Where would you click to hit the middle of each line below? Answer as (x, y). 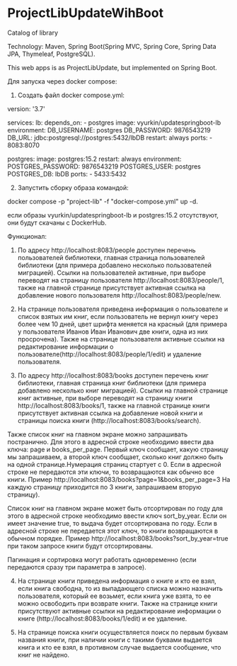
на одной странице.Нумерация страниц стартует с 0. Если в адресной (114, 464)
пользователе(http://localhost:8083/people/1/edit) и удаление (109, 354)
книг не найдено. (43, 655)
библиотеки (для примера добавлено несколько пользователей (115, 265)
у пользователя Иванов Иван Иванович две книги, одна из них (113, 332)
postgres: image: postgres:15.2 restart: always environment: (94, 159)
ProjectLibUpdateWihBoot (86, 13)
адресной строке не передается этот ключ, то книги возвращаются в (112, 531)
